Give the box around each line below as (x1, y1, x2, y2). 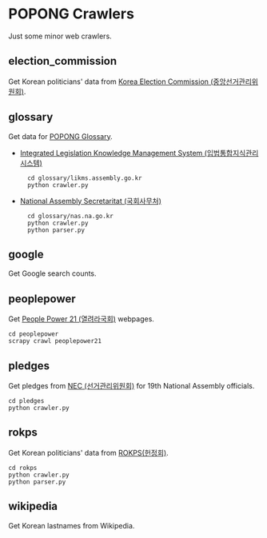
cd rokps (8, 464, 38, 472)
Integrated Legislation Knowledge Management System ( (19, 148, 208, 157)
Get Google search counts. (8, 269, 98, 278)
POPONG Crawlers (8, 5, 134, 23)
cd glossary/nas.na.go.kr (27, 212, 114, 220)
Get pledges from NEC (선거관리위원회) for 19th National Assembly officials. (8, 381, 255, 390)
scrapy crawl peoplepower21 (8, 337, 102, 345)
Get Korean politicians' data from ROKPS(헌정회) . (8, 448, 169, 457)
